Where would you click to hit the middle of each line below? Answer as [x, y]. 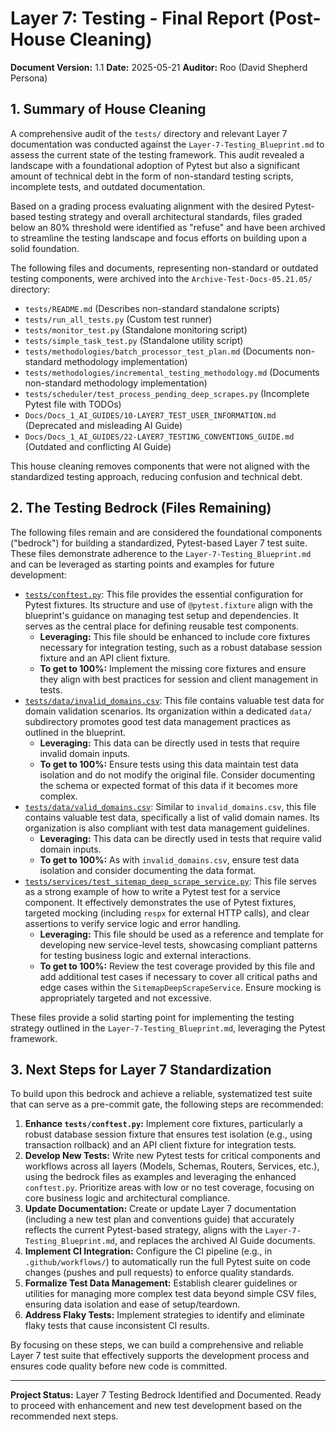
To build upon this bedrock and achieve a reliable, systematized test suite [161, 1094]
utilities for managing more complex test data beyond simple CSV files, [170, 1294]
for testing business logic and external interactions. [145, 955]
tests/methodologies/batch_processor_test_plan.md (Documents [158, 351]
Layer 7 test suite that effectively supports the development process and [160, 1356]
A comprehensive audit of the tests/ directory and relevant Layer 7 [149, 133]
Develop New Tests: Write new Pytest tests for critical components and [172, 1156]
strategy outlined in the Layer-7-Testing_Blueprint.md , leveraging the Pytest [168, 1028]
